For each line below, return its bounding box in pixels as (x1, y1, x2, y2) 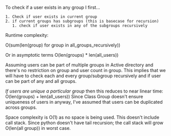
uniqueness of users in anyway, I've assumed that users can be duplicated (5, 99, 163, 105)
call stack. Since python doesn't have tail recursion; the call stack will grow (5, 120, 164, 126)
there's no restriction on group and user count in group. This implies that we (5, 67, 166, 73)
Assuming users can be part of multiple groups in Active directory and (5, 62, 154, 68)
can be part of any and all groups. (5, 78, 77, 84)
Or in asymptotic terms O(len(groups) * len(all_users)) (5, 52, 119, 58)
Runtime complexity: (5, 32, 49, 38)
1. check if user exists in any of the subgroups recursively (12, 23, 147, 28)
